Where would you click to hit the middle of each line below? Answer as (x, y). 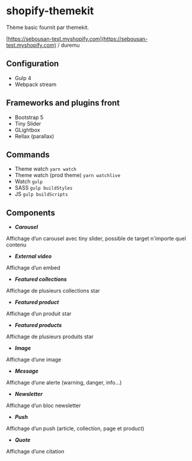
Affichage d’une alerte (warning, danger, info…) (64, 383)
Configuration (33, 64)
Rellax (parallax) (34, 136)
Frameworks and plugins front (63, 103)
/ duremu (68, 45)
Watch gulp (29, 181)
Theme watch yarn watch (46, 169)
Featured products (38, 325)
